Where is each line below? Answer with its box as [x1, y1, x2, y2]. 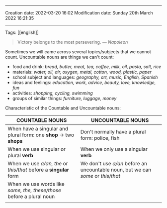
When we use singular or [7, 146, 66, 152]
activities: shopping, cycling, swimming [12, 90, 93, 96]
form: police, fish [80, 135, 120, 141]
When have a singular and [7, 125, 69, 132]
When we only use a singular [80, 146, 148, 152]
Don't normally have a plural [80, 128, 146, 135]
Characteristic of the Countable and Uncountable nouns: [5, 105, 121, 111]
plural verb [7, 152, 33, 159]
